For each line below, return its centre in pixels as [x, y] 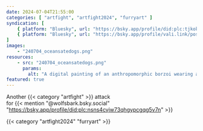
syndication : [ [25, 23]
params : [32, 68]
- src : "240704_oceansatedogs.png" [62, 62]
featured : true [25, 79]
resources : [20, 57]
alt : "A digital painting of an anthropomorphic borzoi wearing [111, 74]
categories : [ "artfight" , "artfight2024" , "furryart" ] [79, 18]
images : [16, 46]
